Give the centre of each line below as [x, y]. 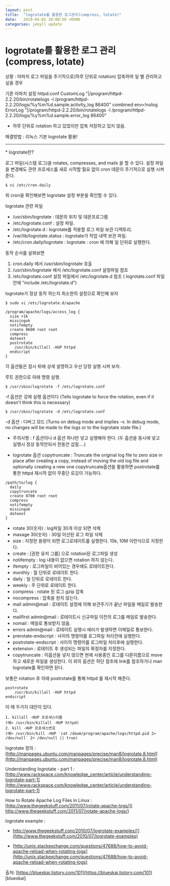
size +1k [19, 317]
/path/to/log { [21, 483]
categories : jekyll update [34, 24]
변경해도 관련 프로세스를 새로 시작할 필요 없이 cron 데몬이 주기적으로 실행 [83, 169]
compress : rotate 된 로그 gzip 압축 [48, 592]
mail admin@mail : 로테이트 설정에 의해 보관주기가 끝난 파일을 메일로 [81, 604]
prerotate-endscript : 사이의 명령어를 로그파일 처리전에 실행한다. [77, 636]
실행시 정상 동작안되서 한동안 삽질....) [49, 445]
